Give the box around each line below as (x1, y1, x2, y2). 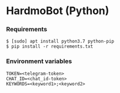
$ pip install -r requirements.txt (6, 44, 94, 49)
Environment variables (6, 57, 72, 65)
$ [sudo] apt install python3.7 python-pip (6, 38, 115, 45)
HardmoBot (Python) (6, 4, 109, 18)
